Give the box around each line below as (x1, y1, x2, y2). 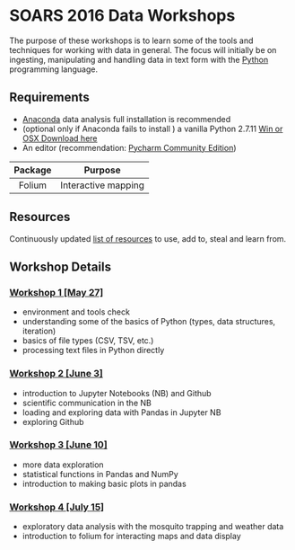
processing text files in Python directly (22, 345, 165, 356)
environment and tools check (22, 306, 130, 317)
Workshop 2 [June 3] (9, 368, 103, 380)
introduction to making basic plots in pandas (22, 478, 187, 489)
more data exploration (22, 459, 105, 470)
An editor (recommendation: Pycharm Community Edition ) (22, 142, 237, 153)
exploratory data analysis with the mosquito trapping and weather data (22, 521, 284, 532)
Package (13, 164, 52, 176)
